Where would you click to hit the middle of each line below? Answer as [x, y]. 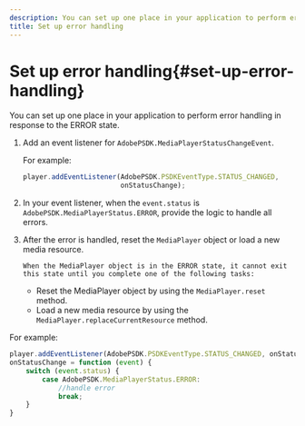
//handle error [87, 388]
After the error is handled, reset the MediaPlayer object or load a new [151, 240]
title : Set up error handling [67, 26]
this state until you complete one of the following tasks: [138, 274]
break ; [70, 396]
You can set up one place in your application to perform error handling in [145, 115]
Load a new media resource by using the [112, 311]
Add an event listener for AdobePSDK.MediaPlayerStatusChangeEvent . [148, 143]
